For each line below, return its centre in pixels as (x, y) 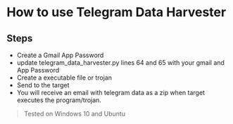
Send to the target (43, 85)
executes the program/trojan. (59, 100)
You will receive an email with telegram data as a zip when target (111, 93)
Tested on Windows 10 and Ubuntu (75, 114)
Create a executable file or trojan (64, 77)
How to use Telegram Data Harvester (116, 12)
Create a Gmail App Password (60, 55)
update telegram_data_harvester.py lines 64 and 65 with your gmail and (120, 63)
